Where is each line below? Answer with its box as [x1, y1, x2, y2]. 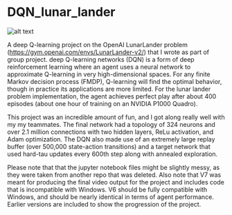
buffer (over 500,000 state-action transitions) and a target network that [7, 142, 211, 150]
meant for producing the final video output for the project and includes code [7, 178, 225, 186]
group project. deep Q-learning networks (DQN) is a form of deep [7, 55, 195, 63]
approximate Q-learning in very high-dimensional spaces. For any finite [7, 70, 211, 78]
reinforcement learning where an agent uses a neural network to [7, 62, 191, 71]
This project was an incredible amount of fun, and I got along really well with [7, 112, 225, 121]
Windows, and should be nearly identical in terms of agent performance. [7, 192, 215, 201]
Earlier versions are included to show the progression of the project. [7, 200, 202, 208]
